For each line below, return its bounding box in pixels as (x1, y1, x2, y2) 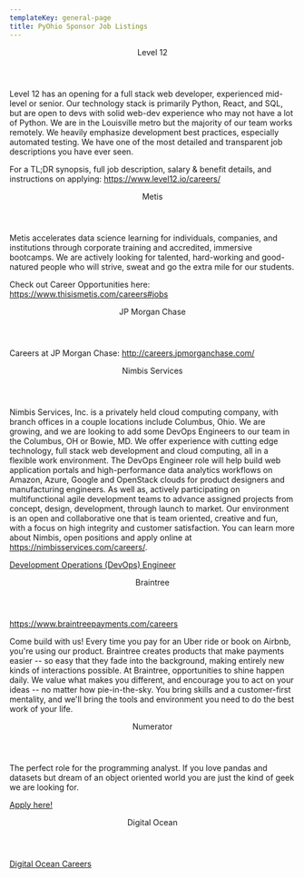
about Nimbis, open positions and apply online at (9, 532, 192, 543)
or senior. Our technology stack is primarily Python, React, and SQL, (28, 97, 283, 109)
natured (9, 261, 39, 272)
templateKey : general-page (9, 13, 112, 23)
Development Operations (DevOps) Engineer (9, 559, 177, 570)
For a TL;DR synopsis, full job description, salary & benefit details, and (9, 163, 272, 174)
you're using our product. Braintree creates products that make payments (9, 646, 284, 656)
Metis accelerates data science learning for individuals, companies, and (9, 232, 279, 243)
